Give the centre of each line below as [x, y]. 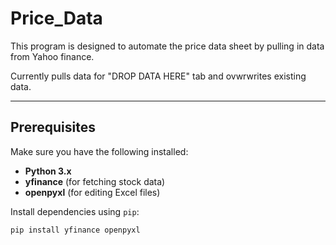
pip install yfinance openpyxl [75, 230]
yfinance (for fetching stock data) [95, 181]
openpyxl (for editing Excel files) [92, 192]
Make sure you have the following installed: [99, 151]
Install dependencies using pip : [75, 211]
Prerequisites [53, 127]
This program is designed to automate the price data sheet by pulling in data [167, 46]
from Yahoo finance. [52, 56]
